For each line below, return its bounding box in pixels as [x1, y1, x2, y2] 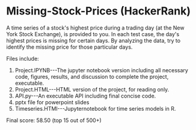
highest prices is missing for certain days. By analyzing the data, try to [6, 37, 181, 44]
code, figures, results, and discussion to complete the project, [14, 73, 169, 80]
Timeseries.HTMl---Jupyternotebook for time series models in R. [14, 105, 176, 112]
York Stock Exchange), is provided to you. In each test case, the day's [6, 30, 180, 37]
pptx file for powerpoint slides [14, 98, 90, 106]
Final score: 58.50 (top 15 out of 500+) [6, 116, 102, 124]
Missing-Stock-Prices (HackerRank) [6, 4, 191, 18]
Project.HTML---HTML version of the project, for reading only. [14, 85, 170, 93]
